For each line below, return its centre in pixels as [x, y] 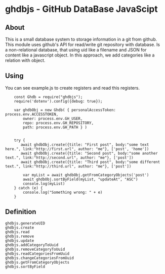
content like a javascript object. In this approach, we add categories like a [80, 55]
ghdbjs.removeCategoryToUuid [35, 249]
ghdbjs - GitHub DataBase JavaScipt [82, 9]
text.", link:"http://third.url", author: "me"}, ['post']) [68, 166]
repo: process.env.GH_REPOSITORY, [58, 123]
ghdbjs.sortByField [25, 267]
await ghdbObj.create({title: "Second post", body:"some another [89, 153]
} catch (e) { [28, 188]
